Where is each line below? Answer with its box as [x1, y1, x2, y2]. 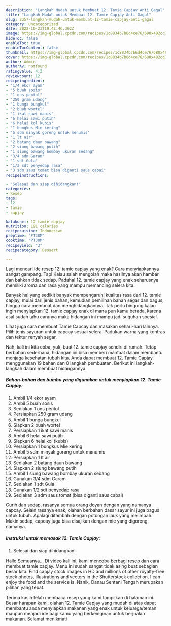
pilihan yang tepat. [6, 584, 45, 591]
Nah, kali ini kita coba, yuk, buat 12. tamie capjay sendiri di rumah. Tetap [6, 343, 157, 350]
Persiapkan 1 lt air [13, 455, 50, 461]
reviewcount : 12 [6, 74, 40, 79]
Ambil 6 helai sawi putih [13, 433, 63, 439]
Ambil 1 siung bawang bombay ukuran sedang [13, 470, 110, 477]
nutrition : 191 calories [6, 224, 58, 229]
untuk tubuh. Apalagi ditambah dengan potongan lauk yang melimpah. [6, 513, 153, 519]
